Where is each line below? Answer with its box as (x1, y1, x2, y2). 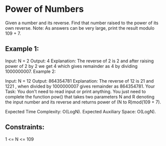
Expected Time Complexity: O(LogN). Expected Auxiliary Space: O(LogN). (5, 108, 156, 114)
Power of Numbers (5, 3, 84, 15)
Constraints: (5, 123, 45, 132)
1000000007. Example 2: (5, 68, 56, 74)
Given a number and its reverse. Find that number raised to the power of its (5, 20, 159, 26)
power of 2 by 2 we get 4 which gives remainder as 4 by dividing (5, 63, 138, 69)
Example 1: (5, 45, 39, 53)
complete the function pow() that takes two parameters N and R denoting (5, 94, 155, 99)
